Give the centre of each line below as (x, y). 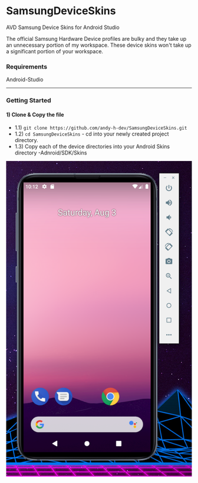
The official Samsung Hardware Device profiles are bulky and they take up (96, 38)
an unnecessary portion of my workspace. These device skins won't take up (99, 45)
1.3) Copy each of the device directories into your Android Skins (92, 147)
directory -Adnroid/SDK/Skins (51, 153)
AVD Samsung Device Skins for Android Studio (63, 27)
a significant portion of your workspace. (55, 51)
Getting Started (29, 101)
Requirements (27, 66)
